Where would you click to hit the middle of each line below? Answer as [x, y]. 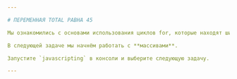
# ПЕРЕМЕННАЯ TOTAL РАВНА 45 [50, 20]
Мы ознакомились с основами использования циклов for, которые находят [115, 32]
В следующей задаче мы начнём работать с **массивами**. [93, 45]
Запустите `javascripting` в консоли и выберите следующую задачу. [109, 58]
